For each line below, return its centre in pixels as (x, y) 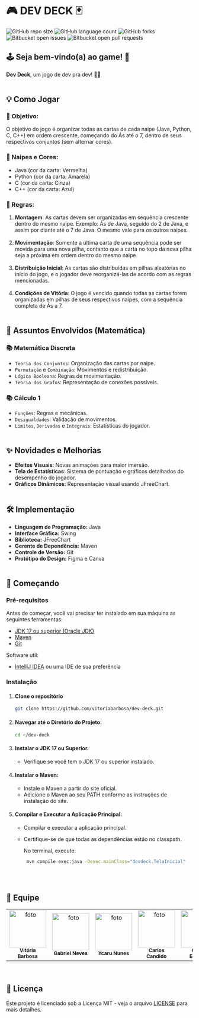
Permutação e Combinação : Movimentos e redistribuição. (81, 369)
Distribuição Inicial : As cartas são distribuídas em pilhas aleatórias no (100, 268)
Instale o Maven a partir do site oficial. (70, 788)
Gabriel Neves (70, 953)
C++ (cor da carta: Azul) (44, 189)
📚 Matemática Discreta (41, 348)
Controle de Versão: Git (44, 552)
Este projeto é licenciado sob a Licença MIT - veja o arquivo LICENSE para (97, 1003)
